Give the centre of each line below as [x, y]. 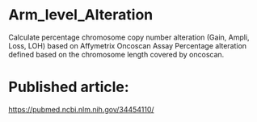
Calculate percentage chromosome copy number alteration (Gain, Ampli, [129, 37]
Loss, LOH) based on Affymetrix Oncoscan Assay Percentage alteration [128, 45]
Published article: [69, 87]
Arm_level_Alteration [81, 15]
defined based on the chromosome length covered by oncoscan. [116, 54]
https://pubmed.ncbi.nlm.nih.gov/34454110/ [82, 109]
